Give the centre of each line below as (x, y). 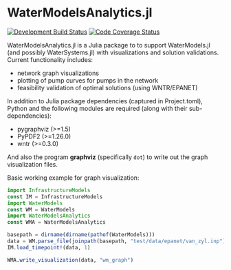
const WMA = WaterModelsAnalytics (57, 222)
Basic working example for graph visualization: (73, 178)
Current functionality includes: (50, 59)
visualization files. (33, 164)
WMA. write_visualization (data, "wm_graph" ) (70, 260)
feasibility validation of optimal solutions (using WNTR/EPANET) (107, 87)
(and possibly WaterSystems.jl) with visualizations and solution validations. (113, 52)
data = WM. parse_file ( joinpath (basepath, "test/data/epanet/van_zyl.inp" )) (118, 241)
